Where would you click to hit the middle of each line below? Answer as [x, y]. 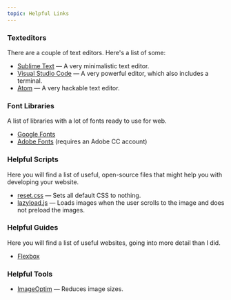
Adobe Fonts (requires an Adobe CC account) [82, 141]
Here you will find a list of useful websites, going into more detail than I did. [114, 243]
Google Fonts [36, 134]
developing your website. [43, 182]
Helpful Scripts [33, 159]
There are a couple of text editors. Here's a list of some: [87, 52]
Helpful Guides [33, 228]
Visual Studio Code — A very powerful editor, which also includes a [113, 73]
